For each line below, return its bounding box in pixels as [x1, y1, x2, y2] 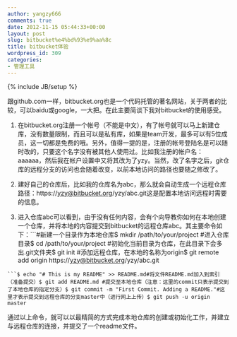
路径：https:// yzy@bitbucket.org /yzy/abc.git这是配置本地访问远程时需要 [17, 189, 227, 197]
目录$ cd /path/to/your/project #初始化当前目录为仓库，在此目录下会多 [17, 239, 223, 247]
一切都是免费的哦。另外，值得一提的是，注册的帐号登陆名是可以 [36, 138, 222, 147]
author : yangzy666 [7, 10, 61, 18]
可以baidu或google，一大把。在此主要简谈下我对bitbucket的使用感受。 [19, 105, 226, 114]
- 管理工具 [7, 63, 35, 70]
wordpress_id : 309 [7, 50, 61, 57]
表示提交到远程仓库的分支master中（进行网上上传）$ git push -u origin [17, 293, 210, 300]
